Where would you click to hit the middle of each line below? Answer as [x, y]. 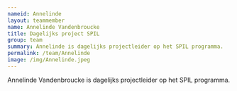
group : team [25, 40]
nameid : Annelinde [34, 14]
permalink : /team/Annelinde [49, 54]
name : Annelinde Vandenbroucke [54, 27]
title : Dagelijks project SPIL [54, 34]
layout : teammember [36, 20]
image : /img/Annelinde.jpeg [49, 60]
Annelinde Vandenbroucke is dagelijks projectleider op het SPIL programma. [119, 80]
